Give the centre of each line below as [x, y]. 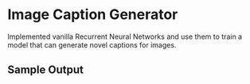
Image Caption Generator [93, 15]
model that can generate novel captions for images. [92, 44]
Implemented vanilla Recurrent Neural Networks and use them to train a [125, 36]
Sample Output [46, 70]
